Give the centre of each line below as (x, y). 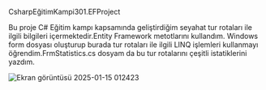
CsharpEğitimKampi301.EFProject (64, 12)
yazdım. (21, 62)
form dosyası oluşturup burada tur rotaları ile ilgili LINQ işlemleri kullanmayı (133, 45)
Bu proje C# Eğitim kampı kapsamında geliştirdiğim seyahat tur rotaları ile (131, 27)
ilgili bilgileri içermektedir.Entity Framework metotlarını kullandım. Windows (133, 36)
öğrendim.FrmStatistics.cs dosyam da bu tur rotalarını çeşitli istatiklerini (128, 53)
